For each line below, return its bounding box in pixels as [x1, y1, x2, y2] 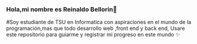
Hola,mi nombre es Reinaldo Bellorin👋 [6, 5, 117, 13]
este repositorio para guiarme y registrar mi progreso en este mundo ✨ [6, 31, 180, 38]
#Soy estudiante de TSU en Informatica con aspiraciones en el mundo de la [6, 19, 192, 26]
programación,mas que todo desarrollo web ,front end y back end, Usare [6, 25, 186, 32]
